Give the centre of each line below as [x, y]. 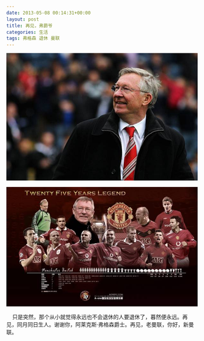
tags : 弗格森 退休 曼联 [33, 39]
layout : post [23, 19]
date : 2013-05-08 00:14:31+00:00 [49, 13]
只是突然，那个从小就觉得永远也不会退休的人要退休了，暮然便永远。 [97, 317]
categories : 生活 [27, 32]
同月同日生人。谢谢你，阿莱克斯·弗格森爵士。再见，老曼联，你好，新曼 [105, 325]
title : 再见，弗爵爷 [29, 25]
